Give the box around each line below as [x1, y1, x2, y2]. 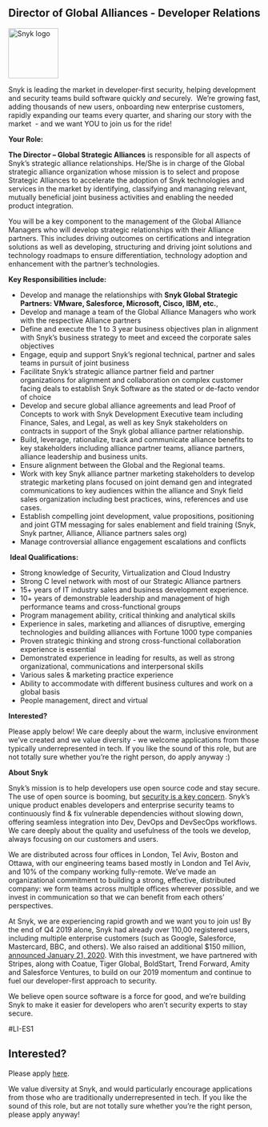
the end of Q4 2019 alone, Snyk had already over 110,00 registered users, [8, 924, 250, 934]
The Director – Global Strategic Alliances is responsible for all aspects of [8, 150, 250, 159]
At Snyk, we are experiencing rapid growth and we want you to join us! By [8, 916, 252, 926]
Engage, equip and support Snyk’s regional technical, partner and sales [19, 349, 256, 359]
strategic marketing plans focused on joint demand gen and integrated [19, 477, 253, 487]
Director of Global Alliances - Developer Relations [8, 6, 261, 20]
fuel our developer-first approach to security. [8, 976, 158, 985]
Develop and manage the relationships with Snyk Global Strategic [19, 290, 238, 300]
